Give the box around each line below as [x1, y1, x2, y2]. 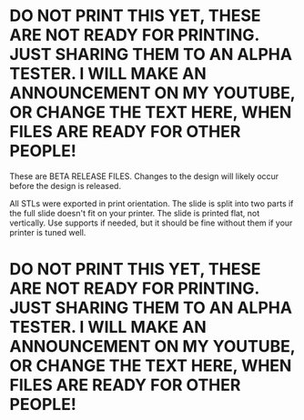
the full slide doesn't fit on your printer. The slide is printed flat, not [9, 207, 260, 218]
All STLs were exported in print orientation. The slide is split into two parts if [9, 197, 294, 209]
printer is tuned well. [9, 226, 86, 237]
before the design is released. [9, 180, 121, 191]
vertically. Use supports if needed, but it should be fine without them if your [9, 217, 293, 228]
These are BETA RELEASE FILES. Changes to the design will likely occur [9, 170, 279, 182]
